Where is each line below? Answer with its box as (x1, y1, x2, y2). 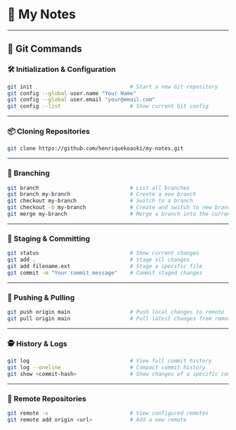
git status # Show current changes (7, 250, 199, 257)
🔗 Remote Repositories (7, 393, 86, 403)
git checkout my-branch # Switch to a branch (7, 197, 193, 205)
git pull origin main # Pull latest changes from (7, 315, 212, 322)
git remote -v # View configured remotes (7, 410, 209, 417)
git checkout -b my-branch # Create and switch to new (7, 204, 212, 211)
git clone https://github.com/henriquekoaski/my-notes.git (7, 145, 184, 152)
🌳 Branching (7, 168, 51, 178)
